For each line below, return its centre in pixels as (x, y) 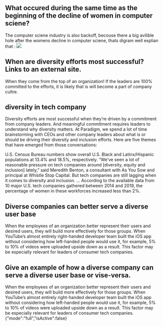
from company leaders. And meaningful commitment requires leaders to (78, 124)
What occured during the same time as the (71, 8)
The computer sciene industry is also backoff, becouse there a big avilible (80, 35)
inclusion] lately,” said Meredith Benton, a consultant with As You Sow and (80, 170)
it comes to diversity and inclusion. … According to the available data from (80, 181)
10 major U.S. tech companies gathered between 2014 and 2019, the (74, 186)
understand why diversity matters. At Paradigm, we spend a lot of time (76, 129)
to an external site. (52, 69)
